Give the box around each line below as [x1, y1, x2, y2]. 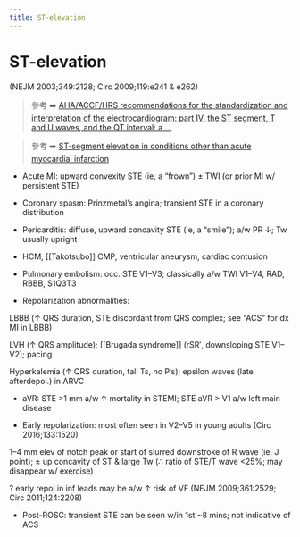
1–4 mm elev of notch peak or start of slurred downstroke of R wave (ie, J [9, 446, 279, 457]
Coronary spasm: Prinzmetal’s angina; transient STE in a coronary [21, 197, 264, 208]
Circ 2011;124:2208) [9, 492, 83, 503]
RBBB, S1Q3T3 [21, 278, 77, 289]
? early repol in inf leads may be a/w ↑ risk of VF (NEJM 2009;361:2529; [9, 482, 277, 493]
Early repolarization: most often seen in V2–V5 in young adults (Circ [21, 419, 271, 430]
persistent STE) [21, 180, 79, 190]
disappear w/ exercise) [9, 466, 94, 476]
